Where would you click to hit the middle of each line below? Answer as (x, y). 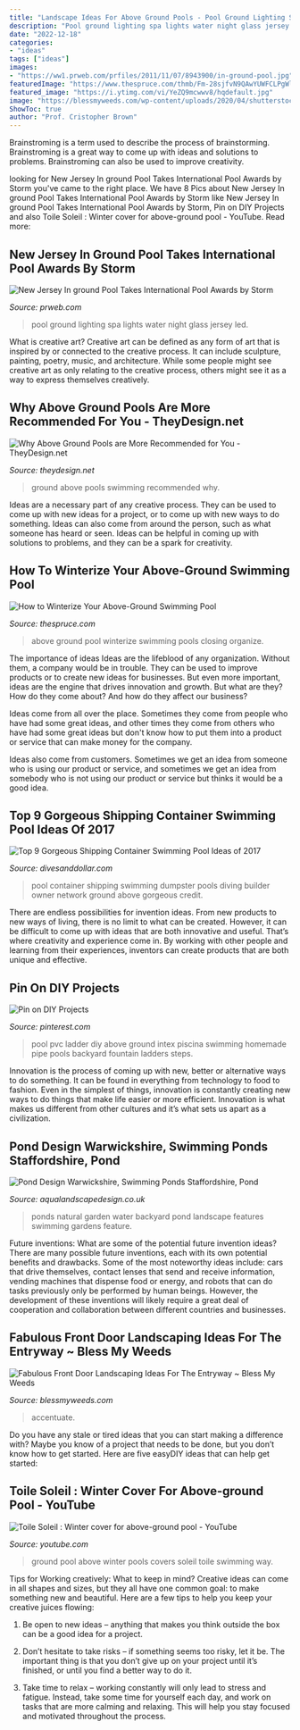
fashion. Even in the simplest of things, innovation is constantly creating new (150, 1090)
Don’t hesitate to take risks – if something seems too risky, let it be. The (154, 1651)
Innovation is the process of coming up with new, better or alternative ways (148, 1071)
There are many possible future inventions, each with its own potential (138, 1253)
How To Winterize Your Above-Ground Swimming (150, 571)
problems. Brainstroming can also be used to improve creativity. (127, 162)
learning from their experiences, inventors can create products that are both (149, 950)
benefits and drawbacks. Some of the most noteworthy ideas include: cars (146, 1262)
